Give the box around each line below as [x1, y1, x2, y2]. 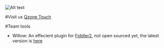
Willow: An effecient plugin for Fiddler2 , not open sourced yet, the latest [12, 33, 159, 38]
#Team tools [5, 23, 31, 29]
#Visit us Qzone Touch [5, 14, 51, 19]
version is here [12, 38, 43, 44]
